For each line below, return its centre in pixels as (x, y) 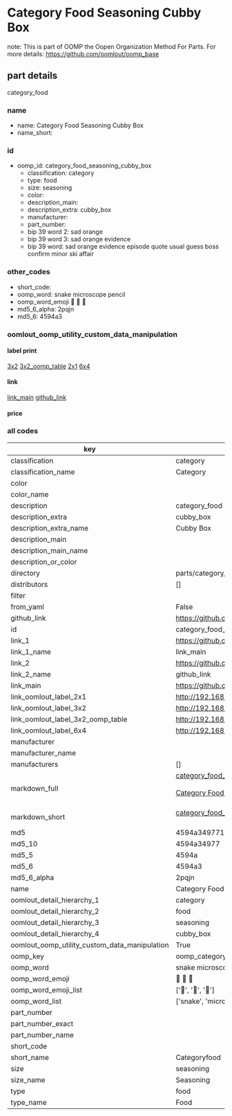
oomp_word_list (36, 1001)
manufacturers (35, 764)
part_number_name (42, 1034)
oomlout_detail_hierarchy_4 (55, 933)
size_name (28, 1079)
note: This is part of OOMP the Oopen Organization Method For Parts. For (112, 46)
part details (32, 76)
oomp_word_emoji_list (47, 989)
